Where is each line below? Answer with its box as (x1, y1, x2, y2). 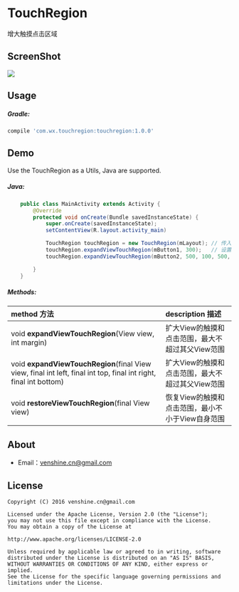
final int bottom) (11, 377, 64, 387)
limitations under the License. (7, 579, 103, 587)
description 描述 (165, 309, 222, 319)
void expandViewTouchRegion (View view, (11, 329, 155, 339)
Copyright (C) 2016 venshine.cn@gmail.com (7, 499, 135, 506)
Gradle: (7, 109, 31, 118)
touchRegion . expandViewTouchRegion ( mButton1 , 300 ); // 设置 (45, 246, 232, 254)
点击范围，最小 (165, 403, 216, 413)
